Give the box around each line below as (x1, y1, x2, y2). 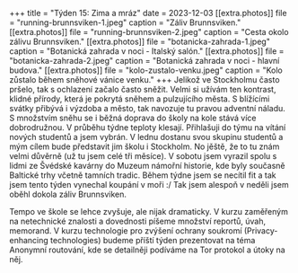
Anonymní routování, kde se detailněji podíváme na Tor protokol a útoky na (9, 244, 285, 255)
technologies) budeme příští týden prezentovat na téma (50, 235, 256, 245)
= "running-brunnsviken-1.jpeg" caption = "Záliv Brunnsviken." (9, 17, 241, 28)
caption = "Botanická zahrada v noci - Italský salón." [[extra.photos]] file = (9, 46, 285, 57)
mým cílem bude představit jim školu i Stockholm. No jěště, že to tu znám (9, 141, 280, 152)
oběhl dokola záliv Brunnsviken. (9, 189, 127, 199)
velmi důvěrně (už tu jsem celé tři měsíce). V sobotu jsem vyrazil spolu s (9, 151, 277, 161)
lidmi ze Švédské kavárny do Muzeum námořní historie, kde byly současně (9, 161, 285, 171)
